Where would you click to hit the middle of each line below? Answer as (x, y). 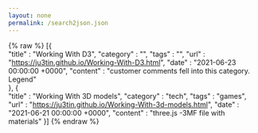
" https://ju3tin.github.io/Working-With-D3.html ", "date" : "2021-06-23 (122, 62)
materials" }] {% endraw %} (54, 121)
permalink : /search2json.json (59, 23)
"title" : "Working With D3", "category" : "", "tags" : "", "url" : (107, 54)
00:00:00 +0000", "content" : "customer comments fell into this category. (129, 70)
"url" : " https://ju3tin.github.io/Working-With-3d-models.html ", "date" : (124, 104)
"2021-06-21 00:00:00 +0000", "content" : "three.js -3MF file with (117, 112)
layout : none (30, 15)
